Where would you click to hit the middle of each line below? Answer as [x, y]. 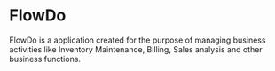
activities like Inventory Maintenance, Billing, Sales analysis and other [136, 49]
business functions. [45, 59]
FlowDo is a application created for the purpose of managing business [137, 40]
